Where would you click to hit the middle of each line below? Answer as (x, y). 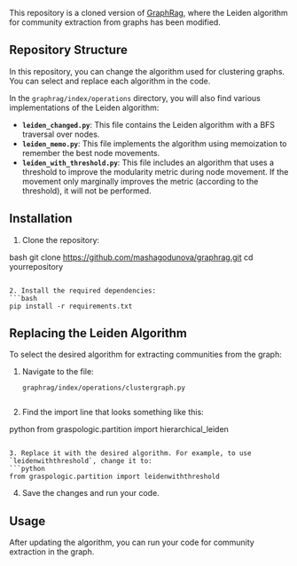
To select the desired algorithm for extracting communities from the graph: (145, 355)
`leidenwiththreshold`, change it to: (81, 461)
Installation (41, 219)
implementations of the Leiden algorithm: (84, 107)
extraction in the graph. (52, 552)
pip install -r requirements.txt (71, 306)
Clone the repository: (61, 240)
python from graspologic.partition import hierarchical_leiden (119, 429)
